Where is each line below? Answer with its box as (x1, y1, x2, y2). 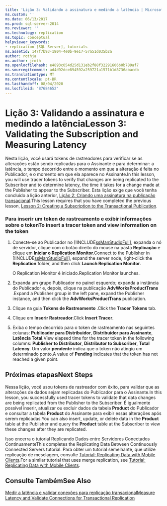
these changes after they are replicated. (5, 426, 87, 432)
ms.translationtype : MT (5, 72, 55, 77)
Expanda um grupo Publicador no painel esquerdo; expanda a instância (12, 280, 159, 286)
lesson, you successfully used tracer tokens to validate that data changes (5, 394, 156, 401)
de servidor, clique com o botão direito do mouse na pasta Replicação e (12, 244, 161, 250)
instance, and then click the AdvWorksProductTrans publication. (12, 296, 147, 302)
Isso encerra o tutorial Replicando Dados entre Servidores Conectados (5, 436, 150, 442)
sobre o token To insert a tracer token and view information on (5, 222, 157, 229)
